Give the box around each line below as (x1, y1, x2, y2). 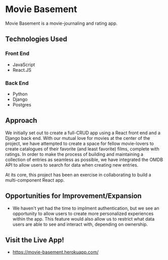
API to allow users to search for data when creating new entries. (5, 162, 139, 168)
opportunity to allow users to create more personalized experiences (12, 211, 154, 217)
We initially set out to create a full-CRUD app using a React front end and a (5, 130, 160, 136)
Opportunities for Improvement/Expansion (5, 192, 142, 200)
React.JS (12, 67, 32, 73)
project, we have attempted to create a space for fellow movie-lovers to (5, 140, 154, 146)
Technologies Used (5, 35, 67, 43)
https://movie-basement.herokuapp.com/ (12, 249, 99, 255)
